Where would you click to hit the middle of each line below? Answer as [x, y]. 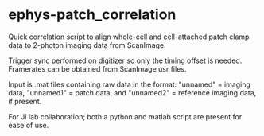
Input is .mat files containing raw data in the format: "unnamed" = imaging [129, 84]
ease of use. [29, 125]
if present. [25, 101]
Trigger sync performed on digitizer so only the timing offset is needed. [125, 60]
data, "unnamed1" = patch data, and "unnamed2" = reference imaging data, [132, 92]
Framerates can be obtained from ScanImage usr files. [97, 68]
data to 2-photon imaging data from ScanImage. [87, 45]
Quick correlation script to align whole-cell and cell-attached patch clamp [129, 37]
